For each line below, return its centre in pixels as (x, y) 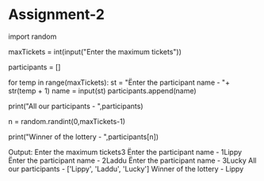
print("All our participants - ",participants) (76, 106)
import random (33, 36)
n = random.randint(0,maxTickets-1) (67, 121)
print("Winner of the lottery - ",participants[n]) (84, 137)
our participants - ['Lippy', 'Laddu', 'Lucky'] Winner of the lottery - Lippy (126, 168)
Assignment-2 (57, 15)
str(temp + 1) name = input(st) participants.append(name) (102, 90)
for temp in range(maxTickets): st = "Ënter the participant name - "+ (119, 82)
